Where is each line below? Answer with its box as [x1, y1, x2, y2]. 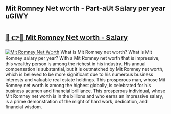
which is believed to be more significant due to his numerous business [5, 71, 153, 77]
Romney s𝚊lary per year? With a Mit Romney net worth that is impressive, [5, 55, 160, 61]
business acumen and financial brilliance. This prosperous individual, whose [5, 88, 166, 94]
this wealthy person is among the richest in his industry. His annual [5, 61, 146, 67]
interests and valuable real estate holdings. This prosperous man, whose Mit [5, 77, 166, 83]
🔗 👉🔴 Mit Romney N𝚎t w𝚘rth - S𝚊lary [5, 33, 128, 42]
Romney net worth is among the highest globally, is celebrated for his [5, 82, 151, 88]
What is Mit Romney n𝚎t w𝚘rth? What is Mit [60, 49, 152, 55]
